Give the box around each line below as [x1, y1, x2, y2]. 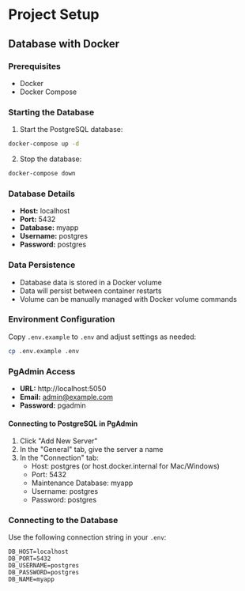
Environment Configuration [8, 314, 115, 325]
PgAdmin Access [8, 366, 76, 377]
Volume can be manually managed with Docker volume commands [19, 294, 237, 303]
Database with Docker [8, 37, 120, 51]
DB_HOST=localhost [8, 548, 69, 556]
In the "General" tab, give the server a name [19, 445, 164, 454]
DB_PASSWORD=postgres [8, 569, 80, 577]
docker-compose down [8, 170, 77, 178]
